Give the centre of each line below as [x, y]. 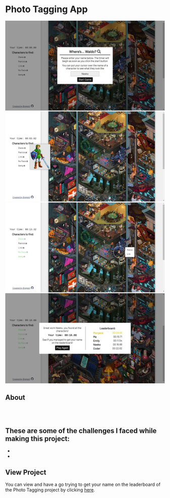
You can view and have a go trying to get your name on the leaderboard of [83, 484]
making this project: [37, 438]
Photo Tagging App [47, 9]
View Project [26, 472]
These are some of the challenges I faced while [81, 431]
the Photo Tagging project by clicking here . [50, 490]
